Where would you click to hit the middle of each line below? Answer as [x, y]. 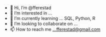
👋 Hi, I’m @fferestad [30, 8]
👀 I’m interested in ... [31, 13]
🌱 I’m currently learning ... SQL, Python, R [52, 18]
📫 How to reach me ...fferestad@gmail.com [55, 29]
